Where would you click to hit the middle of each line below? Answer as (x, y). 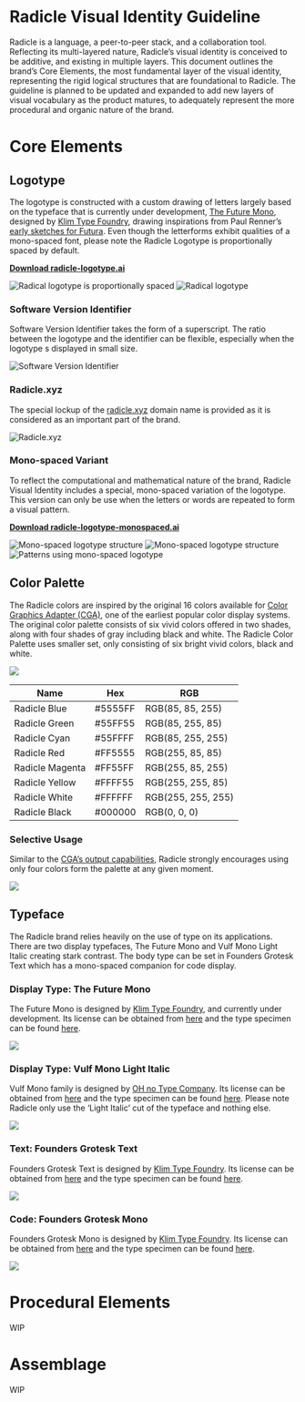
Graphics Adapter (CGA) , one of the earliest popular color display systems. (150, 614)
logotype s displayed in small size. (74, 349)
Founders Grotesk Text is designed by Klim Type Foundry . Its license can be (152, 1169)
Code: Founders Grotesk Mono (79, 1219)
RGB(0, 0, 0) (172, 812)
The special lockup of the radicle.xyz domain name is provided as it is (140, 409)
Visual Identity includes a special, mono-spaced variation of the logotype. (148, 490)
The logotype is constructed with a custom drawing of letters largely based (150, 201)
